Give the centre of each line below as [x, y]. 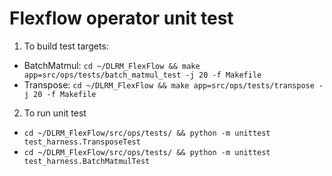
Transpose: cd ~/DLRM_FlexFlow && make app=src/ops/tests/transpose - [173, 84]
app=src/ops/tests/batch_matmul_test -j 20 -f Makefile [142, 75]
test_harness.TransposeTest [82, 142]
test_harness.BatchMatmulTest [87, 161]
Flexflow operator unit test [121, 18]
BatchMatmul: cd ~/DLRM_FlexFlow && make [112, 65]
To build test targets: [66, 46]
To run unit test [55, 113]
